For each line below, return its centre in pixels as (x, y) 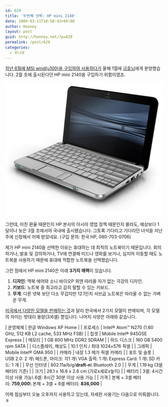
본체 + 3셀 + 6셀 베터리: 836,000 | (67, 383)
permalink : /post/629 (28, 42)
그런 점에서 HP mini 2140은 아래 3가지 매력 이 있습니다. (59, 270)
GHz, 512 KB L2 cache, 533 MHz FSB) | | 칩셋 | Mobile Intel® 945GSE (76, 333)
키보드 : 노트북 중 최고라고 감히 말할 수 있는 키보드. (61, 287)
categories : (17, 47)
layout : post (19, 32)
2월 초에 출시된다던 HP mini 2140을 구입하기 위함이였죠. (71, 74)
